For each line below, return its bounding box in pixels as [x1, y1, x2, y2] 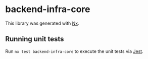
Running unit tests [5, 35, 64, 43]
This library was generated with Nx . [5, 20, 79, 26]
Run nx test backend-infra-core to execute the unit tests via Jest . [5, 48, 143, 54]
